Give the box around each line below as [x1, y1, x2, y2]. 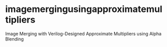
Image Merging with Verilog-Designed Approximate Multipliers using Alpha [5, 30, 161, 36]
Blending [5, 36, 24, 42]
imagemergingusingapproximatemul [5, 3, 162, 15]
